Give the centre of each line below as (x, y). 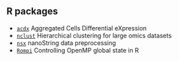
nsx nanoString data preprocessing (66, 43)
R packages (32, 11)
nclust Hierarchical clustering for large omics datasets (94, 35)
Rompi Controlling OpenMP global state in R (77, 50)
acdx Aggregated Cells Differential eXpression (82, 28)
